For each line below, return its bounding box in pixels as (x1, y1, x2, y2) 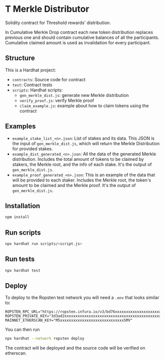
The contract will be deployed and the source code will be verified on (5, 345, 146, 351)
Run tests (5, 255, 35, 264)
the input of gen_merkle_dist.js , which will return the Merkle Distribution (12, 140, 160, 146)
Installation (5, 202, 40, 210)
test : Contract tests (12, 82, 53, 88)
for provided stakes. (12, 146, 53, 151)
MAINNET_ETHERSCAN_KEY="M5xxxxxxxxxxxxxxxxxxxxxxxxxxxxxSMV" (5, 318, 133, 323)
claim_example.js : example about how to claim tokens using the (19, 102, 149, 109)
